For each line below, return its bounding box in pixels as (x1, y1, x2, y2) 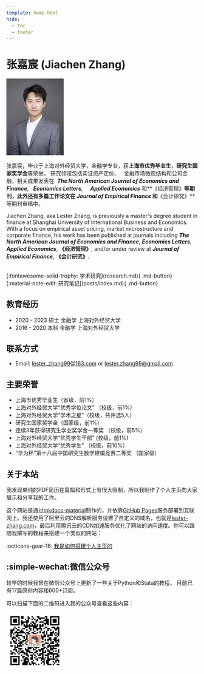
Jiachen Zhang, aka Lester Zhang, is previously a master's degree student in (6, 212, 198, 219)
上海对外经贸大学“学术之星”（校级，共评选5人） (15, 412, 135, 419)
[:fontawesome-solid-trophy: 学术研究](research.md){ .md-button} (6, 272, 173, 279)
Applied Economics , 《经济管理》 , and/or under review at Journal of (6, 245, 180, 252)
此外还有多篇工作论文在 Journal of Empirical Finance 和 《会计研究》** (16, 192, 195, 200)
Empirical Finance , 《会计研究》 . (6, 253, 90, 260)
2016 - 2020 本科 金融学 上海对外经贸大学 (15, 324, 120, 331)
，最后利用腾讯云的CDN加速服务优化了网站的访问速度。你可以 (34, 522, 190, 529)
